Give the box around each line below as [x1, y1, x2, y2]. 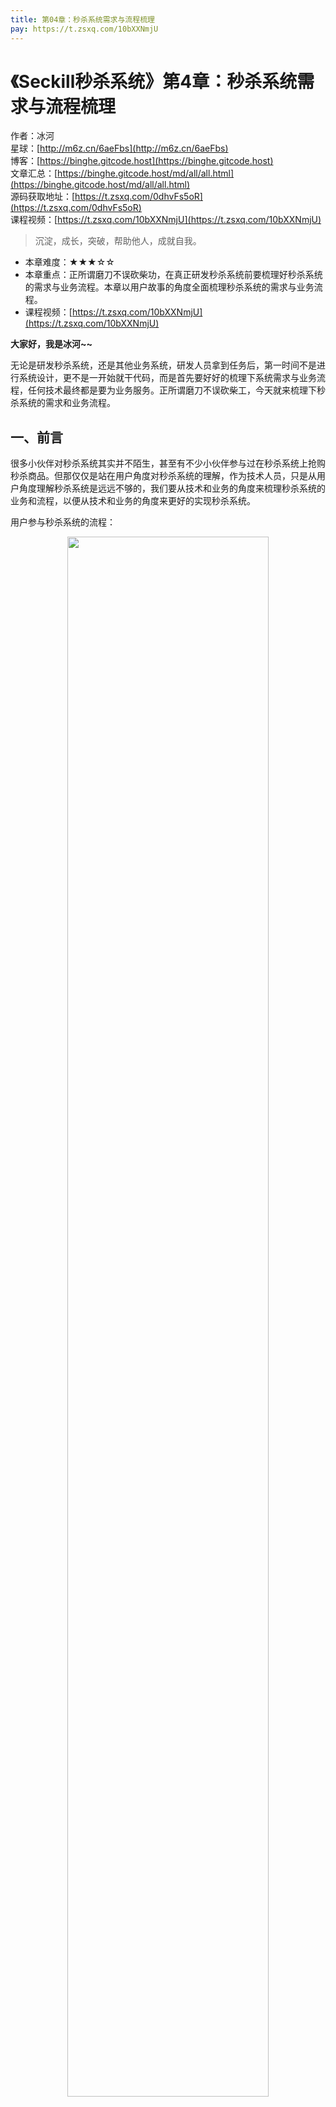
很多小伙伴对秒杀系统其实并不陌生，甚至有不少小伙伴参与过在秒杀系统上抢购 [10, 457, 326, 470]
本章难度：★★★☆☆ [24, 256, 115, 268]
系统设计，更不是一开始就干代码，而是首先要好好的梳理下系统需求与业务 [18, 372, 317, 384]
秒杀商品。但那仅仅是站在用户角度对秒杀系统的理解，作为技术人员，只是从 [10, 470, 317, 482]
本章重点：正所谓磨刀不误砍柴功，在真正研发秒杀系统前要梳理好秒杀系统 [24, 269, 323, 281]
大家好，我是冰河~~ [10, 338, 93, 350]
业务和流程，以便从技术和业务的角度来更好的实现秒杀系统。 [10, 495, 256, 507]
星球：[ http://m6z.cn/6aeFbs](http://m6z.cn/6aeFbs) [10, 142, 229, 155]
